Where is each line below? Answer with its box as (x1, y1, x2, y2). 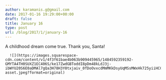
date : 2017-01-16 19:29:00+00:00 (5, 12, 74, 17)
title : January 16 (5, 21, 43, 26)
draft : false (5, 16, 32, 21)
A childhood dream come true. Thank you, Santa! (5, 44, 105, 49)
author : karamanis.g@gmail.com (5, 7, 70, 12)
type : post (5, 26, 28, 30)
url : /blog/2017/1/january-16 (5, 30, 68, 35)
